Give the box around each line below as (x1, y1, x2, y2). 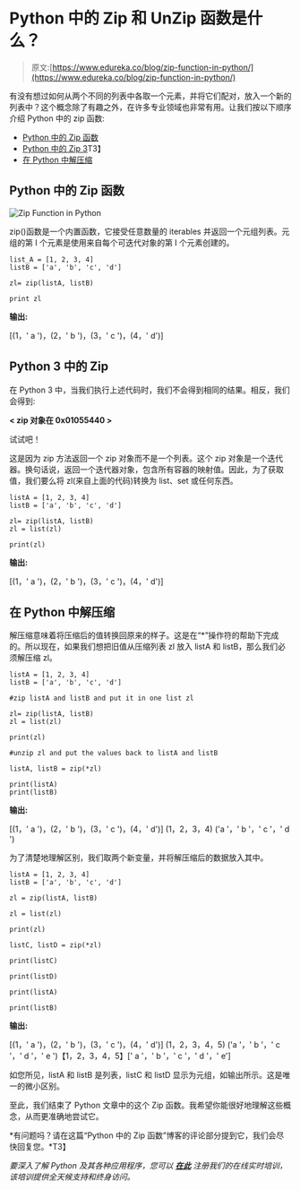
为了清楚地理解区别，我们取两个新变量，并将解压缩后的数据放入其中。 (9, 852, 269, 863)
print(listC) (9, 956, 58, 966)
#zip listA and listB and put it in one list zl (9, 694, 194, 703)
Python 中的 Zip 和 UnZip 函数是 (9, 8, 248, 29)
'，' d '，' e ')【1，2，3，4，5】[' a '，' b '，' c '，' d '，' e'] (9, 1050, 231, 1062)
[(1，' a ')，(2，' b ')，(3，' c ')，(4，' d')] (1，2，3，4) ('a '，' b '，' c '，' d (9, 824, 290, 834)
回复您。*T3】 (16, 1142, 71, 1152)
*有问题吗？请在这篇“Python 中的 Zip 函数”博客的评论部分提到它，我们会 (9, 1130, 277, 1141)
